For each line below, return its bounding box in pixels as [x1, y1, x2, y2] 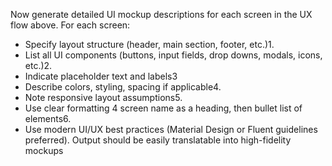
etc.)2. [24, 60, 53, 71]
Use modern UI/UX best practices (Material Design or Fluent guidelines [24, 124, 318, 135]
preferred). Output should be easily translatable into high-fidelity [24, 134, 292, 146]
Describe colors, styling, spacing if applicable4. [24, 81, 222, 93]
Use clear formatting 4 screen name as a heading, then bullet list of [24, 102, 303, 114]
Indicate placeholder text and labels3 [24, 70, 178, 82]
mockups [24, 145, 64, 156]
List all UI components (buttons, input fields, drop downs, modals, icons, [24, 49, 323, 61]
